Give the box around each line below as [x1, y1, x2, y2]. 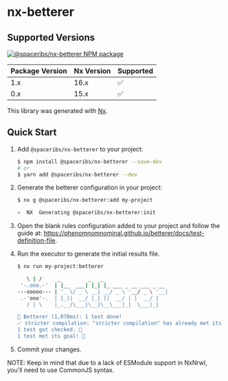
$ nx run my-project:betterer [16, 263, 104, 270]
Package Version [10, 66, 67, 76]
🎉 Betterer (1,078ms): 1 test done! [16, 313, 122, 320]
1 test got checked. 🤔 [16, 327, 82, 333]
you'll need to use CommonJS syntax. [7, 366, 115, 374]
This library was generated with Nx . [7, 107, 108, 114]
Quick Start [7, 127, 57, 138]
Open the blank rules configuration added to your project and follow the [16, 222, 220, 230]
